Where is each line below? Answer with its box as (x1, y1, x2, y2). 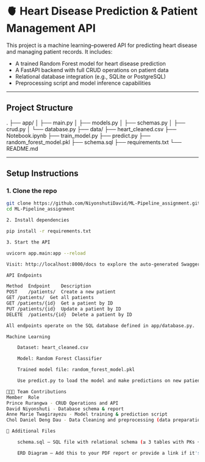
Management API (6, 21, 96, 35)
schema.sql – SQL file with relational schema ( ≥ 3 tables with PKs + (17, 439, 201, 446)
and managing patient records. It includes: (6, 48, 113, 55)
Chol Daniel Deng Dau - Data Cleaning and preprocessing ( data (6, 417, 171, 424)
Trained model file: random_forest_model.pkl (17, 367, 135, 373)
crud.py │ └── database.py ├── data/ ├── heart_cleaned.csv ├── (6, 125, 177, 132)
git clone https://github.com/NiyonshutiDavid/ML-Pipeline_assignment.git (6, 200, 201, 207)
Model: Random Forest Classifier (17, 356, 103, 362)
